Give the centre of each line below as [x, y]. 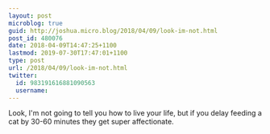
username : [32, 90]
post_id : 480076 [35, 38]
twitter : [23, 75]
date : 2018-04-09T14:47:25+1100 [62, 46]
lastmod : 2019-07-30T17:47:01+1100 [68, 53]
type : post [27, 61]
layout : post [30, 16]
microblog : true [35, 23]
